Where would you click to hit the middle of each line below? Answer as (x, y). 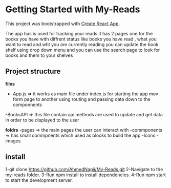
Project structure (33, 71)
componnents (27, 105)
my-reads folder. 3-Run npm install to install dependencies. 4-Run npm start (86, 175)
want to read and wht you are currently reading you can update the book (82, 44)
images (13, 141)
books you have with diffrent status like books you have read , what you (81, 39)
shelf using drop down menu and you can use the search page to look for (83, 50)
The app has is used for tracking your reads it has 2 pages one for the (79, 33)
